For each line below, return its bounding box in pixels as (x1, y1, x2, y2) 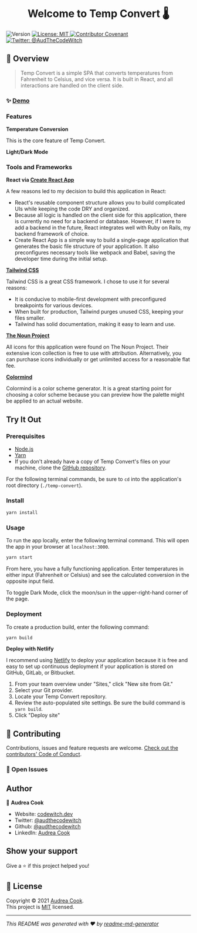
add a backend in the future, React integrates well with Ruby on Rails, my (14, 224, 191, 231)
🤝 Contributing (6, 729, 61, 739)
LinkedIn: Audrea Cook (14, 829, 70, 837)
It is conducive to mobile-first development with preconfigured (14, 296, 166, 303)
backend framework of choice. (14, 230, 89, 237)
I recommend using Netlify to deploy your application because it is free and (6, 657, 188, 664)
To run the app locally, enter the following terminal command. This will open (6, 537, 189, 544)
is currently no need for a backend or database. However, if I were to (14, 218, 181, 225)
